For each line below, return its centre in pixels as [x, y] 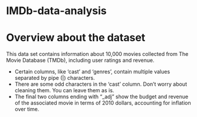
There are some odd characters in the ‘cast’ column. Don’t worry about [101, 84]
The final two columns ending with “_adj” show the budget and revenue [101, 97]
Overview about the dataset [76, 38]
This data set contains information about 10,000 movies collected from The [97, 54]
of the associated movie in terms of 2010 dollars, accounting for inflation [103, 103]
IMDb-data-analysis [57, 11]
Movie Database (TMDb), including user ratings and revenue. [80, 61]
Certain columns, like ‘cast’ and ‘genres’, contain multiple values [92, 72]
